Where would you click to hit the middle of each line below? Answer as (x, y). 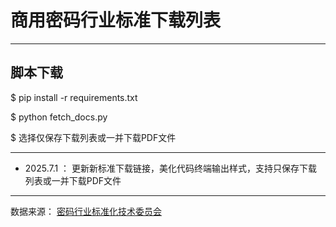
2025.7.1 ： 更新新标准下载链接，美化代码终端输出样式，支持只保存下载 (171, 168)
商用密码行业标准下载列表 (116, 20)
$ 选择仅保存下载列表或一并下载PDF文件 (93, 137)
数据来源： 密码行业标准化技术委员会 (86, 211)
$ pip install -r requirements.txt (74, 97)
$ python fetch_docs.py (59, 117)
